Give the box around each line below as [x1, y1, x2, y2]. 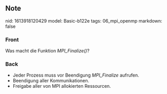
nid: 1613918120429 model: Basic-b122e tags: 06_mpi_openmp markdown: [5, 17, 162, 24]
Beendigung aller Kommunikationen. [12, 78, 90, 84]
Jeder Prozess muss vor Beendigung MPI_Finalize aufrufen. [12, 72, 139, 79]
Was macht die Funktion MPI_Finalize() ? [5, 48, 90, 54]
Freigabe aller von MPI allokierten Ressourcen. [12, 83, 111, 89]
